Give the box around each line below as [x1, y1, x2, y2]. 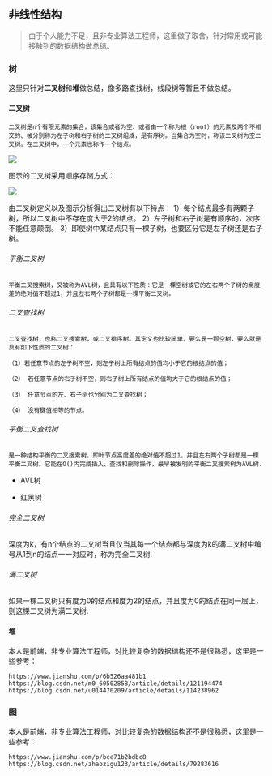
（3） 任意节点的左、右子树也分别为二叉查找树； [8, 390, 148, 399]
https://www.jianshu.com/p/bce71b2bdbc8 [8, 752, 147, 761]
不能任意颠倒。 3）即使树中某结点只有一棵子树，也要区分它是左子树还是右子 [8, 224, 263, 234]
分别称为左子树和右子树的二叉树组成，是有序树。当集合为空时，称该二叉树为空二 [32, 132, 261, 140]
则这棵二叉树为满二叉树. [8, 607, 89, 616]
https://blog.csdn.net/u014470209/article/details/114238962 [8, 686, 219, 695]
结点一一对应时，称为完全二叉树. [43, 550, 152, 559]
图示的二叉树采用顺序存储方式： [8, 171, 115, 181]
